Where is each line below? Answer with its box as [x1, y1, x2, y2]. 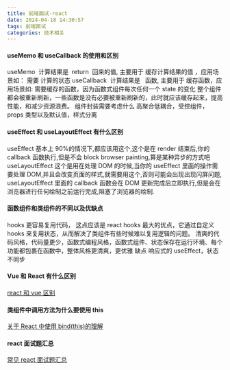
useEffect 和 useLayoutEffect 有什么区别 [7, 128, 124, 136]
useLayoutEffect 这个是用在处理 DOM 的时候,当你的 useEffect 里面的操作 [7, 161, 212, 170]
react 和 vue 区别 [7, 289, 55, 297]
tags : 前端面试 [7, 23, 47, 30]
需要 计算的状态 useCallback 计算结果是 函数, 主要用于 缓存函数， [26, 76, 217, 84]
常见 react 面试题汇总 [7, 356, 67, 364]
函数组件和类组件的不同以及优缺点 [7, 204, 103, 213]
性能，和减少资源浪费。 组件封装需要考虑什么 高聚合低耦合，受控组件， [7, 102, 209, 111]
